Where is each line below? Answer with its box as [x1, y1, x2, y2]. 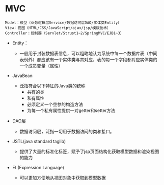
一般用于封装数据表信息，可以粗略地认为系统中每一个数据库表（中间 [19, 50, 158, 56]
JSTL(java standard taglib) [12, 138, 66, 144]
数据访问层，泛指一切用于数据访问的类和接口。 [19, 128, 114, 134]
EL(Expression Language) [12, 164, 65, 170]
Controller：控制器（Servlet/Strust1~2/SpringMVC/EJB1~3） [5, 31, 124, 36]
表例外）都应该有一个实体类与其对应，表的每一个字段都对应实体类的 [19, 56, 158, 62]
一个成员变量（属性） [19, 63, 63, 69]
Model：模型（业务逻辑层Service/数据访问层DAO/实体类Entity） [5, 20, 122, 25]
